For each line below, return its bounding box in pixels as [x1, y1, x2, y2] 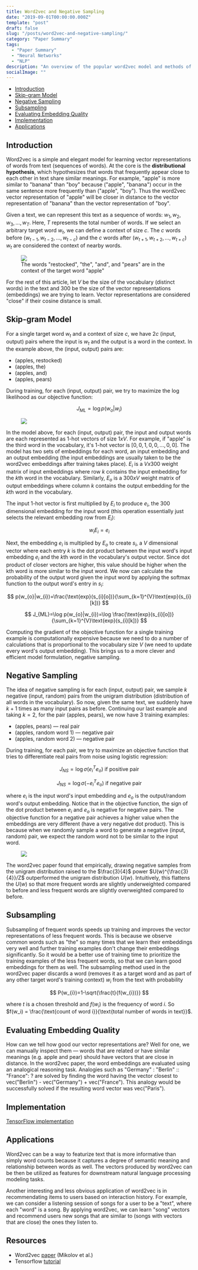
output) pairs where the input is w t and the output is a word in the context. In [6, 338, 193, 346]
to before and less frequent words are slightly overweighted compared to [6, 886, 184, 893]
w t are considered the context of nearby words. [6, 242, 122, 251]
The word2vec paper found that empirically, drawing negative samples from [6, 861, 191, 869]
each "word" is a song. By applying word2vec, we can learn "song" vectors [6, 1206, 190, 1213]
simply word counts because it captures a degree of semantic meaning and [6, 1156, 190, 1164]
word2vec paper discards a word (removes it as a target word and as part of [6, 970, 192, 977]
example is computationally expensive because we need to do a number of [6, 634, 189, 642]
